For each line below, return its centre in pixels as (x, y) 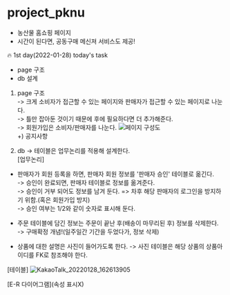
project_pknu (46, 13)
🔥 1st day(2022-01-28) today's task (58, 55)
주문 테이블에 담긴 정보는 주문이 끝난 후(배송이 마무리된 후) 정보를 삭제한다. (118, 223)
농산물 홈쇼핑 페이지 (44, 32)
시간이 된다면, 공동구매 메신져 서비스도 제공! (76, 41)
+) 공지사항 (32, 136)
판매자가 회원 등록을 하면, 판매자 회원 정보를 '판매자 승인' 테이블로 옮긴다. (115, 174)
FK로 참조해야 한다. (62, 255)
